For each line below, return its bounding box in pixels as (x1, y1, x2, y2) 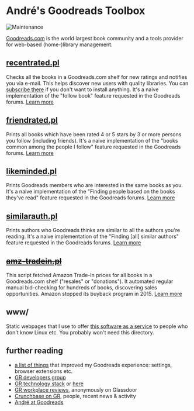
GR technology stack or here (14, 380, 84, 387)
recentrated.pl (6, 58, 60, 68)
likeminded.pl (6, 166, 57, 176)
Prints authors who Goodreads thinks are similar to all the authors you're (6, 227, 181, 234)
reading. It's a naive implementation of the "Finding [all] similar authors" (6, 233, 179, 240)
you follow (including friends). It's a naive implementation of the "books (6, 137, 178, 144)
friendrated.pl (6, 115, 58, 125)
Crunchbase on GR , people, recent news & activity (14, 392, 136, 399)
